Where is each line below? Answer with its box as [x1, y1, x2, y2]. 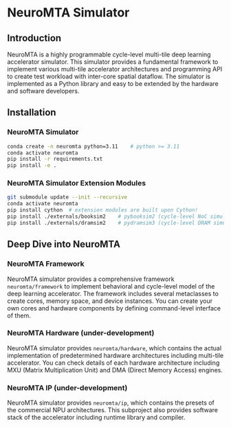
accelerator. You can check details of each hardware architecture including [7, 359, 220, 367]
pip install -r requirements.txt [7, 156, 103, 163]
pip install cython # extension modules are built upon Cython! [7, 207, 198, 214]
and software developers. [7, 87, 80, 95]
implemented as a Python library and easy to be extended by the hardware [7, 80, 219, 87]
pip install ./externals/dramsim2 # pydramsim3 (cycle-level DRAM [7, 219, 211, 226]
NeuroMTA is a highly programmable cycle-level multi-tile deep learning [7, 50, 211, 58]
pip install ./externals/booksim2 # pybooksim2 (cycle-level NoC [7, 213, 208, 221]
